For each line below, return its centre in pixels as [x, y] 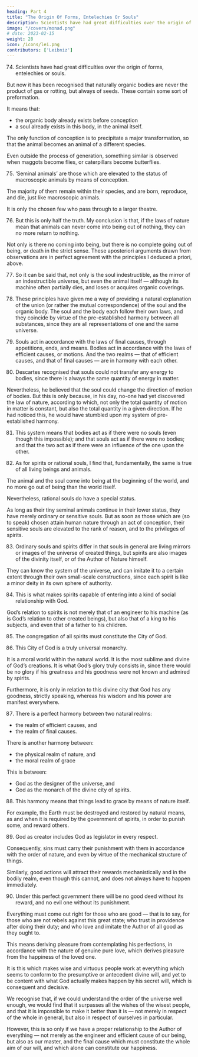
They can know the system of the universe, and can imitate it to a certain [95, 570]
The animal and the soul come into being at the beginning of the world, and [98, 480]
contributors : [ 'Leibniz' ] [40, 50]
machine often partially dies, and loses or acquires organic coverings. [100, 287]
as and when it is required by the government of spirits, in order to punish [96, 819]
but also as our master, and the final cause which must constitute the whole [98, 1041]
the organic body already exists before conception [76, 120]
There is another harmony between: [50, 742]
